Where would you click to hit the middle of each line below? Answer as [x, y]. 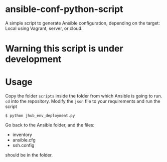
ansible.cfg [24, 140]
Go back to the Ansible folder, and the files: [50, 125]
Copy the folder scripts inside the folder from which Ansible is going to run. [84, 96]
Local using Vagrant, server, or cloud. [44, 28]
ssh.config [23, 145]
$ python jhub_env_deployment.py [40, 116]
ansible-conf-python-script [64, 9]
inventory [22, 135]
